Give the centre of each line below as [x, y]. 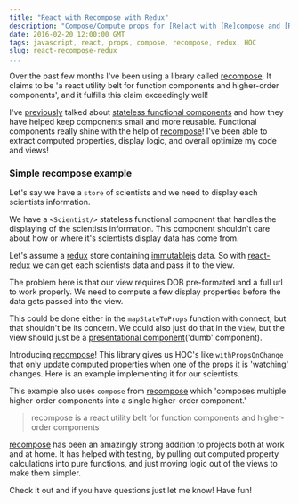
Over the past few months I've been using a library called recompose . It [140, 76]
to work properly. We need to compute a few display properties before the [145, 292]
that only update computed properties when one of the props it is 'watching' [149, 364]
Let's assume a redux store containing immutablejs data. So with [128, 256]
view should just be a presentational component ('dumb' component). [136, 338]
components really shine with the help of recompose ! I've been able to [138, 131]
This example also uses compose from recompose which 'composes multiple [148, 391]
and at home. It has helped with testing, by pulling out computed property [144, 454]
